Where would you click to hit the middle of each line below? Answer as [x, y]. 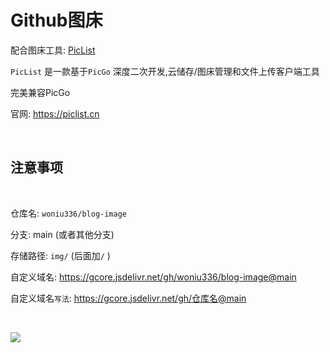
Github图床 [56, 20]
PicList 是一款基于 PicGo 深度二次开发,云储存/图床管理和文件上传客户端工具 [165, 71]
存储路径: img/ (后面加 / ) [60, 255]
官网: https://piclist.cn [55, 113]
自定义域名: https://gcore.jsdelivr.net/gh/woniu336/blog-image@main [153, 277]
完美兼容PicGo [40, 92]
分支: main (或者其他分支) [62, 234]
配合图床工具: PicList [53, 50]
